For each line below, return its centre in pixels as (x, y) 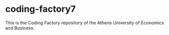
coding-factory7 (40, 9)
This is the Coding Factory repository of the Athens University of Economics (85, 23)
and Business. (20, 28)
